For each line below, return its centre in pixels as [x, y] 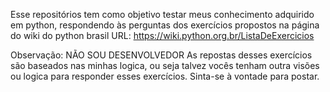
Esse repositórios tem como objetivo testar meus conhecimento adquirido [162, 14]
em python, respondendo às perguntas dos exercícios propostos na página [165, 25]
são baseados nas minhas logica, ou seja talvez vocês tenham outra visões [165, 65]
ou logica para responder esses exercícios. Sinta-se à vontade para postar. [165, 76]
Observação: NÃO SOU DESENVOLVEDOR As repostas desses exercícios [161, 55]
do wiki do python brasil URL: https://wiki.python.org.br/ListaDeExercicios [162, 35]
